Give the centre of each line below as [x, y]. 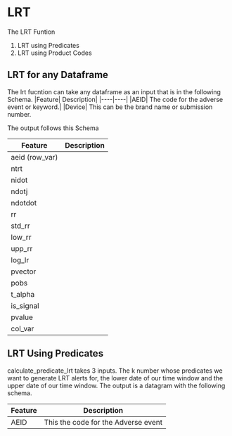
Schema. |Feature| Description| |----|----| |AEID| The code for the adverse [115, 99]
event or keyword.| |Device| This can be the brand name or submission [110, 107]
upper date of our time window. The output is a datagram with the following [116, 385]
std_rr [20, 226]
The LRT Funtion [31, 32]
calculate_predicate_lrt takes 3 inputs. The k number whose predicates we [115, 371]
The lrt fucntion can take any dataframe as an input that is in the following [114, 91]
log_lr [20, 259]
